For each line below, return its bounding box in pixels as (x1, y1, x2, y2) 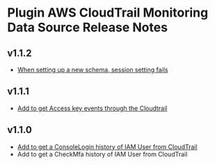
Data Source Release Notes (7, 19, 168, 35)
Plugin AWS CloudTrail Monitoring (7, 5, 209, 21)
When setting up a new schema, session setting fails (17, 66, 168, 73)
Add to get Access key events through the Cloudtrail (17, 104, 168, 112)
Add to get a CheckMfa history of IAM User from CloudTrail (17, 150, 188, 158)
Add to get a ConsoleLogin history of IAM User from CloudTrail (17, 142, 198, 150)
